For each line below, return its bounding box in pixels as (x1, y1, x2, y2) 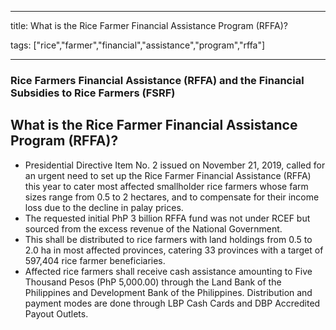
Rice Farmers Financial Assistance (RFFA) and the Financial (10, 73, 305, 87)
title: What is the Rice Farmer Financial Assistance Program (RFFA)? (10, 20, 288, 31)
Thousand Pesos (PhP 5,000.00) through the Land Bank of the (24, 276, 282, 288)
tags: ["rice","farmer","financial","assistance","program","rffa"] (10, 39, 266, 51)
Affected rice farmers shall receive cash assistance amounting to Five (24, 265, 313, 277)
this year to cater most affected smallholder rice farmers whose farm (24, 180, 309, 192)
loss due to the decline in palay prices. (24, 201, 184, 213)
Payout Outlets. (24, 307, 89, 320)
